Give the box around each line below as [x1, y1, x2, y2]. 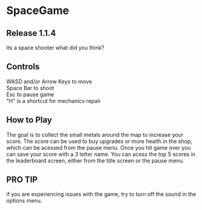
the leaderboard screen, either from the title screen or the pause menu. [6, 156, 184, 164]
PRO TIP [6, 175, 38, 185]
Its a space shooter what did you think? [6, 44, 105, 51]
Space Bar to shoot [6, 84, 55, 91]
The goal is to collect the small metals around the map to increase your [6, 131, 184, 138]
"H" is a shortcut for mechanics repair [6, 97, 101, 104]
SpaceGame [6, 4, 70, 18]
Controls [6, 61, 40, 72]
